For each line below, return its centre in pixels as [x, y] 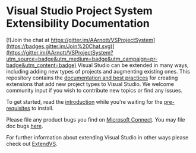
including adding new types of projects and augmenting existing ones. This [98, 71]
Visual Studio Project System [79, 11]
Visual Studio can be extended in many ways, [133, 65]
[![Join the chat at [28, 40]
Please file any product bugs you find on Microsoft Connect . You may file [96, 119]
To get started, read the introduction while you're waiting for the [84, 101]
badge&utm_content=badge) [41, 65]
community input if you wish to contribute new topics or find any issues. [94, 90]
